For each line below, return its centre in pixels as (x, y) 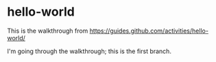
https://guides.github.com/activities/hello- (149, 31)
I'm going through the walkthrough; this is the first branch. (89, 51)
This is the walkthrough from (48, 31)
